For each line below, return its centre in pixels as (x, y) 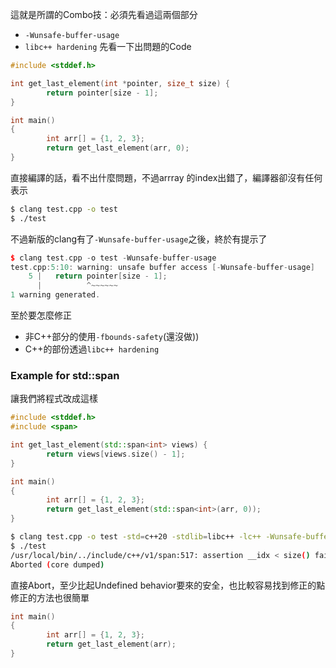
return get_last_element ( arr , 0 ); (118, 148)
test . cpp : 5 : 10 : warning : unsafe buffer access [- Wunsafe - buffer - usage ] (162, 267)
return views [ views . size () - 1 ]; (116, 454)
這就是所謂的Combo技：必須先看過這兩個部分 (104, 14)
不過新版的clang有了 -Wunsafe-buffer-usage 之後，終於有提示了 (139, 239)
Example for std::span (65, 375)
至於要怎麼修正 (41, 315)
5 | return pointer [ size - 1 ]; (98, 276)
